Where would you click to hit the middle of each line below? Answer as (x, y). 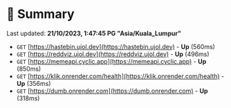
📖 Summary (40, 14)
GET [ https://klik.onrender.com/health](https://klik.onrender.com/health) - (120, 76)
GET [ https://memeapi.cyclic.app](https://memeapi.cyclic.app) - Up (111, 61)
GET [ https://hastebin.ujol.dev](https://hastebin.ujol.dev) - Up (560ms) (116, 46)
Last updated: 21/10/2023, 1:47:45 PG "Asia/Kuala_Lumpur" (94, 33)
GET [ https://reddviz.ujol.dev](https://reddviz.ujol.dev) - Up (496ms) (113, 54)
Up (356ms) (34, 83)
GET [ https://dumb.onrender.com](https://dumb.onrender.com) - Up (112, 91)
